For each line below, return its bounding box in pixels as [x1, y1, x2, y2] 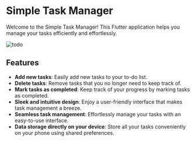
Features [6, 58, 39, 68]
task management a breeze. [14, 104, 82, 112]
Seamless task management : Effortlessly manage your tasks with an [14, 110, 181, 117]
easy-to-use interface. [14, 117, 69, 124]
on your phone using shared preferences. [14, 129, 115, 136]
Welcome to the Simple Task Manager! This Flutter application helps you [6, 23, 180, 30]
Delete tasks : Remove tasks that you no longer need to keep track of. [14, 79, 182, 86]
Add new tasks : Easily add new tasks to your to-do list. [14, 73, 148, 80]
